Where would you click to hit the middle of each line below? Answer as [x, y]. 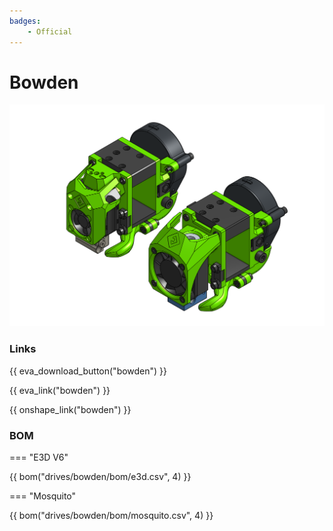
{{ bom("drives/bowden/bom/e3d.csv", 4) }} [100, 476]
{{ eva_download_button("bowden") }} [88, 371]
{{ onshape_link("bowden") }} [70, 409]
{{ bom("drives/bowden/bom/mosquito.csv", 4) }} [111, 515]
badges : [25, 21]
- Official [50, 31]
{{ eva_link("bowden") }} [60, 390]
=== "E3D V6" [39, 457]
